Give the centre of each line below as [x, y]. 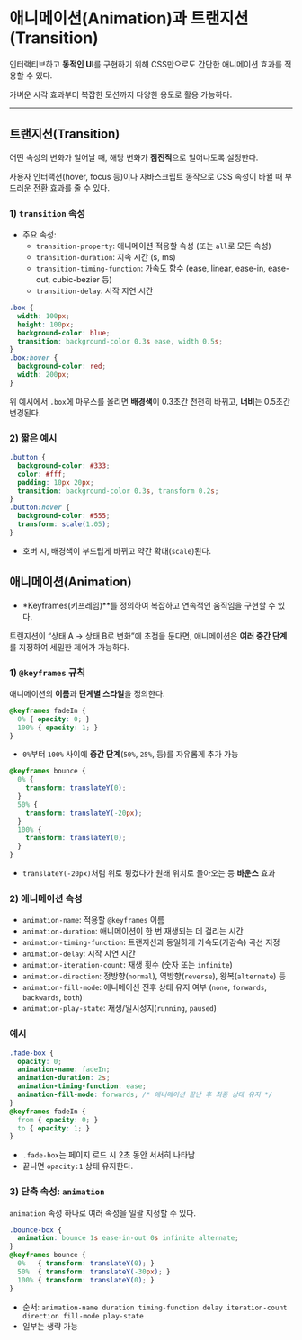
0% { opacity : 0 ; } [54, 719]
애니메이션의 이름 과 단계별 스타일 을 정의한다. [87, 693]
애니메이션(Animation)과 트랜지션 [129, 18]
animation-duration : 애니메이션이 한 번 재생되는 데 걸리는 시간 [133, 931]
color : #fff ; [42, 474]
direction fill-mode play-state [83, 1316]
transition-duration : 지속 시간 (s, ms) [106, 257]
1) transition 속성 [47, 213]
